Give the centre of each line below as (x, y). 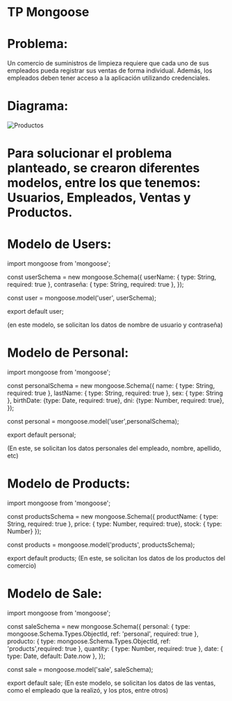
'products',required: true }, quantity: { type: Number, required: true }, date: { (115, 648)
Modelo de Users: (59, 244)
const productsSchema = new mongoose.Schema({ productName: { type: (113, 517)
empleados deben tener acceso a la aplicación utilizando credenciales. (109, 78)
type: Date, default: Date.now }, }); (56, 656)
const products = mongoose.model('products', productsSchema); (101, 545)
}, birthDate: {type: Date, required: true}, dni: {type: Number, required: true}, (116, 401)
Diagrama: (38, 106)
